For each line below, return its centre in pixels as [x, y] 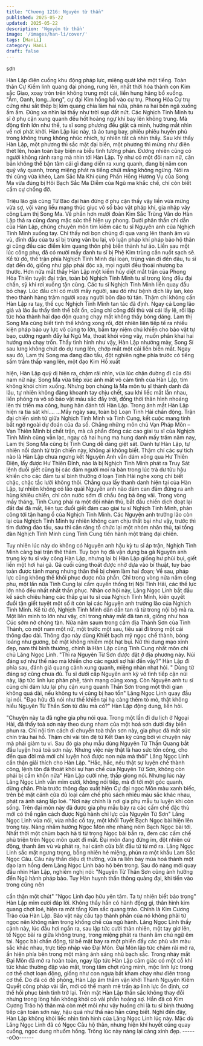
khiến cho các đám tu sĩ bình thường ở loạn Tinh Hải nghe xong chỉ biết [95, 476]
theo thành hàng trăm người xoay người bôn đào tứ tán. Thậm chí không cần [101, 297]
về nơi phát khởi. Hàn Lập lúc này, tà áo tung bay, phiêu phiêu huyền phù [97, 131]
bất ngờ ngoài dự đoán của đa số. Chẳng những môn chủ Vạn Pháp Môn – [98, 424]
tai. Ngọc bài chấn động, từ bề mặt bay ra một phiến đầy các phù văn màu [99, 941]
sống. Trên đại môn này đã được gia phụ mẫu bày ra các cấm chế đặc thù [98, 807]
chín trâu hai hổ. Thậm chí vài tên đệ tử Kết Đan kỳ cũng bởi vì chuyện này [99, 737]
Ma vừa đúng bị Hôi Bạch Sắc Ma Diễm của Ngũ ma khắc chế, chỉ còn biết [99, 182]
